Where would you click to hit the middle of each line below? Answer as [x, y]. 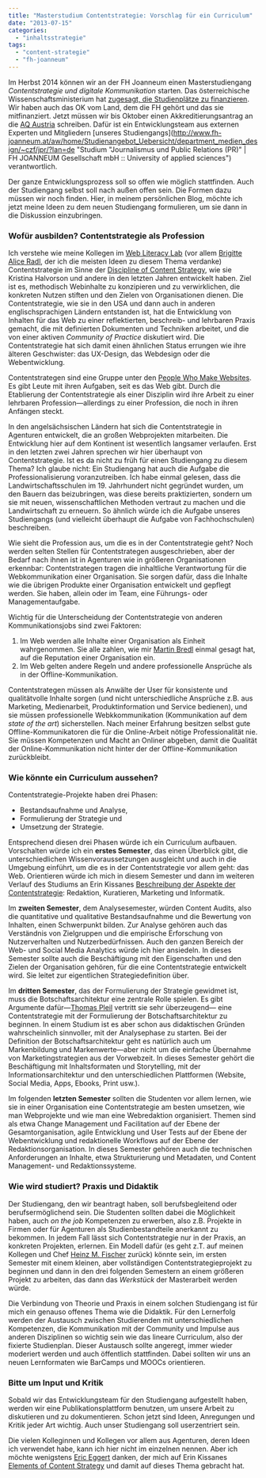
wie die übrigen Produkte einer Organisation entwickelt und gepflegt [120, 585]
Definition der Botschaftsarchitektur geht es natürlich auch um [110, 1041]
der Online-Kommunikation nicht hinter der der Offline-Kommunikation [123, 749]
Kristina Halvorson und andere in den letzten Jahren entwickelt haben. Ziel [130, 279]
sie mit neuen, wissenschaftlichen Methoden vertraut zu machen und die [127, 503]
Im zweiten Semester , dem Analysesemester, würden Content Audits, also [130, 908]
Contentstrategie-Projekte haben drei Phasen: [83, 795]
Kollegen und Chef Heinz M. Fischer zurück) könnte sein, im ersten [118, 1254]
